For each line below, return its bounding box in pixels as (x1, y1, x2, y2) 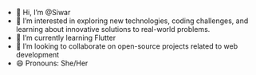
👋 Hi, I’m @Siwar (15, 8, 71, 17)
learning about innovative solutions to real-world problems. (15, 25, 211, 34)
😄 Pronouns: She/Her (15, 58, 89, 68)
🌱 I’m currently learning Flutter (15, 33, 116, 42)
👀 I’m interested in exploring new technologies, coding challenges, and (15, 16, 249, 26)
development (15, 50, 60, 59)
